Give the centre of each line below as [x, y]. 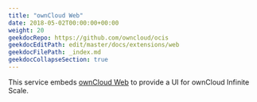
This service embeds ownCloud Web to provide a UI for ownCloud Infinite [129, 82]
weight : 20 [26, 30]
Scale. [19, 90]
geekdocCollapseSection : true [58, 60]
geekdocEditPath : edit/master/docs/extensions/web [94, 45]
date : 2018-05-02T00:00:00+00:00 [64, 23]
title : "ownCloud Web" [46, 15]
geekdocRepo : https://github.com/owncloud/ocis [89, 38]
